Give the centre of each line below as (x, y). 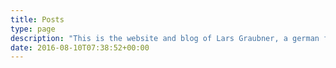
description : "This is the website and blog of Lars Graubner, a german (165, 38)
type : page (33, 29)
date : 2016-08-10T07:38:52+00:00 (80, 47)
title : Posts (37, 19)
